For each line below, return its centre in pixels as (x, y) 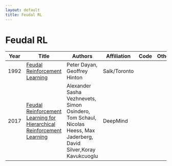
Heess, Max (81, 131)
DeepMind (115, 121)
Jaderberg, (80, 137)
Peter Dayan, (82, 65)
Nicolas (76, 124)
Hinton (74, 78)
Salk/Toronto (119, 71)
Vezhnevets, (81, 99)
